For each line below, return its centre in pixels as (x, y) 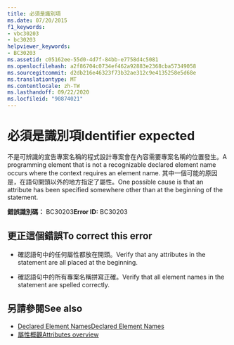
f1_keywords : (26, 27)
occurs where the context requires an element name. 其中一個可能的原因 (112, 172)
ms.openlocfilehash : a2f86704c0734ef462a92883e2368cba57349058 (102, 66)
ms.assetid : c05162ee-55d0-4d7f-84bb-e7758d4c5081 (83, 60)
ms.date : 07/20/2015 (38, 20)
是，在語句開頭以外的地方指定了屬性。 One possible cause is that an (105, 182)
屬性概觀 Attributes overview (58, 334)
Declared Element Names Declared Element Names (91, 326)
